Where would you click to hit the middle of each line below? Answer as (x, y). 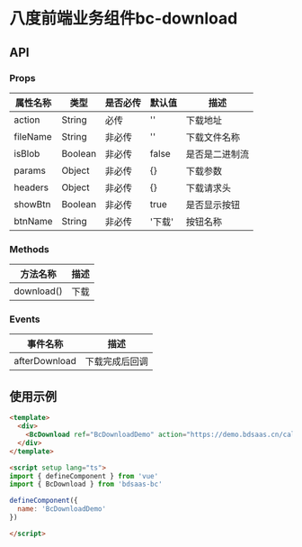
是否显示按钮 (213, 205)
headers (31, 187)
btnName (33, 221)
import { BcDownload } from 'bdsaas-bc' (86, 484)
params (30, 170)
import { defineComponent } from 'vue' (84, 476)
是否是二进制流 (218, 154)
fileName (33, 136)
